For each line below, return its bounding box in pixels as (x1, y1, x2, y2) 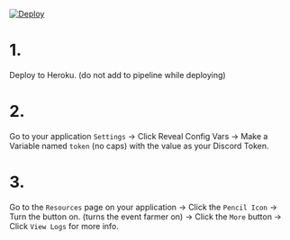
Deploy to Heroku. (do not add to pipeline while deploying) (9, 69, 227, 80)
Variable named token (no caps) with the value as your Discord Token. (9, 140, 269, 151)
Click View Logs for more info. (9, 220, 120, 231)
